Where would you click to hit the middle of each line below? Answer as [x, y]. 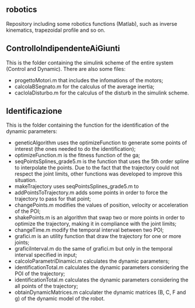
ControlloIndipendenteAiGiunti [63, 48]
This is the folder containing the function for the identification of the [88, 125]
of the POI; [27, 211]
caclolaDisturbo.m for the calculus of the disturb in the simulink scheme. [102, 93]
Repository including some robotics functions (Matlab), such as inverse [92, 23]
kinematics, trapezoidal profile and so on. [56, 30]
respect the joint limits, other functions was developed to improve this [98, 174]
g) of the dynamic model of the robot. [60, 299]
